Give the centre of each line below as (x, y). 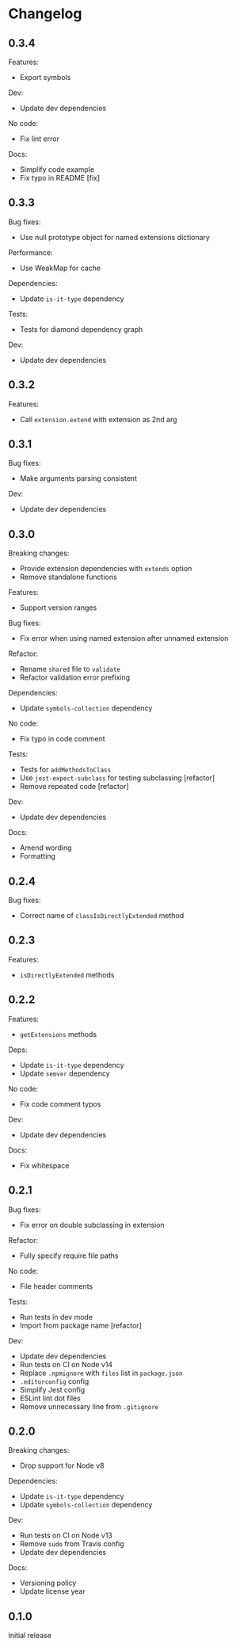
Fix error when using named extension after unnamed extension (124, 638)
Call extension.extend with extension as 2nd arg (98, 419)
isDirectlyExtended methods (67, 974)
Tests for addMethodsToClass (65, 770)
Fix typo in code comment (62, 739)
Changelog (45, 14)
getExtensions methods (58, 1034)
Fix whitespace (44, 1165)
